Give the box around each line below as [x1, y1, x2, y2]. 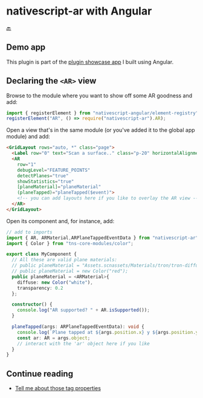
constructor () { [11, 301, 53, 308]
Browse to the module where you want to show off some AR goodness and [6, 92, 193, 99]
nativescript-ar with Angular [6, 4, 152, 18]
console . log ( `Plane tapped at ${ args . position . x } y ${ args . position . [17, 329, 196, 335]
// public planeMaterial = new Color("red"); [11, 268, 129, 275]
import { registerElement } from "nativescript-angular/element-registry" [6, 110, 199, 116]
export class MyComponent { [6, 251, 77, 258]
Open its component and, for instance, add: [6, 217, 115, 224]
